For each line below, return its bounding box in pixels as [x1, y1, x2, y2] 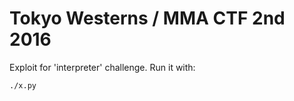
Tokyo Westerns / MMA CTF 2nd [9, 7, 286, 30]
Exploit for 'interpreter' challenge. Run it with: [9, 61, 196, 73]
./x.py [9, 80, 37, 91]
